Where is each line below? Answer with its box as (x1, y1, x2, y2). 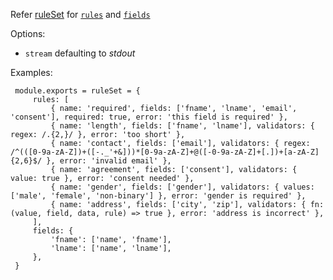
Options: (10, 28, 46, 39)
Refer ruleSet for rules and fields (10, 9, 151, 20)
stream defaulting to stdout (24, 47, 136, 59)
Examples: (10, 67, 53, 78)
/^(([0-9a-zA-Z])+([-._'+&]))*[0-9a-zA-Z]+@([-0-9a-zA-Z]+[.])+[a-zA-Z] (10, 147, 320, 157)
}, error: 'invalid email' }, (46, 156, 172, 166)
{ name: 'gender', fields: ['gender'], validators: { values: (50, 182, 315, 192)
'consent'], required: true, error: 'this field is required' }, (10, 112, 288, 122)
